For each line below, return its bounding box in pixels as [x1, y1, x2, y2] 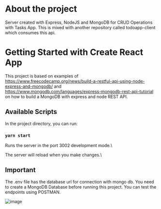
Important [5, 166, 36, 174]
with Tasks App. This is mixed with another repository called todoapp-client [5, 24, 156, 30]
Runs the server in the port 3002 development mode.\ [5, 142, 113, 148]
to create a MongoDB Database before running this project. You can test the [5, 184, 157, 190]
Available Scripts [5, 108, 57, 116]
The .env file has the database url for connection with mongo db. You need [5, 178, 154, 185]
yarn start [5, 132, 30, 138]
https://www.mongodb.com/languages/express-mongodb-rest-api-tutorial [5, 88, 154, 94]
